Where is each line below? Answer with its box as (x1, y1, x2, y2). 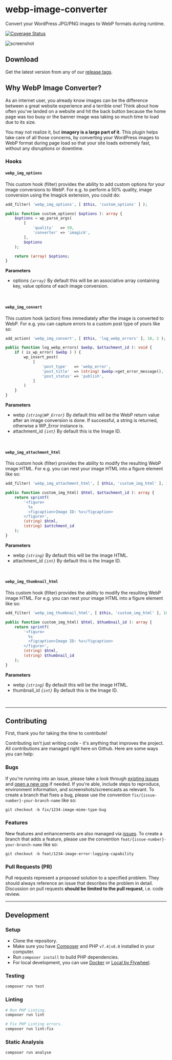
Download (5, 55, 38, 64)
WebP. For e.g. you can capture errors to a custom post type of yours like (5, 320, 160, 327)
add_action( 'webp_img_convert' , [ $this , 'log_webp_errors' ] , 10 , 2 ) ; (5, 336, 166, 341)
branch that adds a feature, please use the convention (5, 836, 119, 842)
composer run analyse (5, 1050, 52, 1055)
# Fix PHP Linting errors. (5, 1022, 63, 1027)
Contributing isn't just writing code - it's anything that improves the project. (5, 740, 164, 746)
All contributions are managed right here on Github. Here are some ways (5, 746, 158, 752)
